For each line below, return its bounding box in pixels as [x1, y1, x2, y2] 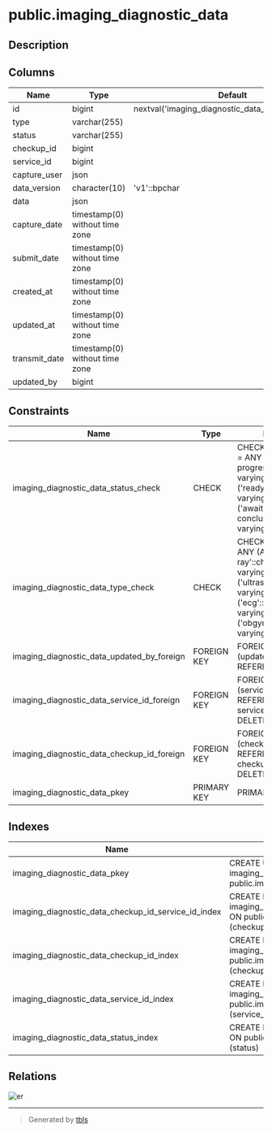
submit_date [12, 253, 59, 264]
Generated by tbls [28, 1114, 89, 1124]
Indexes [8, 819, 50, 833]
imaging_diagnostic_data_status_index [12, 1032, 159, 1043]
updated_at [12, 319, 55, 331]
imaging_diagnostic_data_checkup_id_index [12, 950, 180, 961]
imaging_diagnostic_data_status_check [12, 482, 161, 494]
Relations [8, 1069, 57, 1083]
